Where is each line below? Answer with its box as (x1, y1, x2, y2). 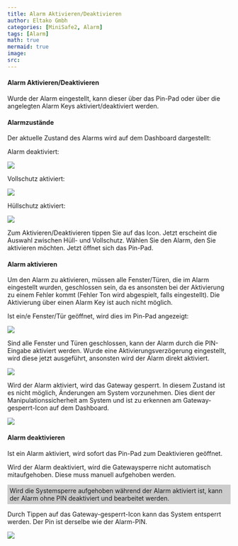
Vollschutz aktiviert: (7, 174, 65, 183)
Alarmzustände (7, 118, 55, 126)
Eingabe (7, 347, 32, 355)
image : (7, 50, 27, 57)
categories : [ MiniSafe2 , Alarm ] (7, 23, 103, 30)
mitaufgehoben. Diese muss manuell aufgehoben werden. (7, 470, 176, 479)
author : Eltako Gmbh (7, 17, 69, 24)
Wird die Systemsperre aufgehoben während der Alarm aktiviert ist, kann (9, 486, 223, 495)
